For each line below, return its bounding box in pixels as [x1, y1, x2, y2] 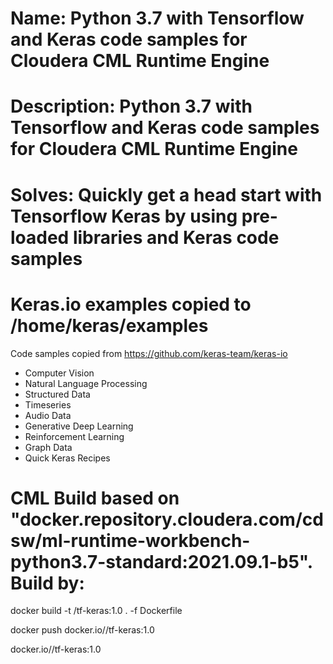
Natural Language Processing [24, 377, 148, 389]
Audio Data [24, 409, 72, 421]
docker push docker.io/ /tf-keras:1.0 [10, 624, 155, 636]
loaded [10, 226, 70, 249]
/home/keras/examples [10, 314, 209, 337]
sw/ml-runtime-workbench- [10, 529, 251, 552]
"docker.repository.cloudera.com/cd [10, 508, 324, 531]
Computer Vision [24, 367, 95, 379]
